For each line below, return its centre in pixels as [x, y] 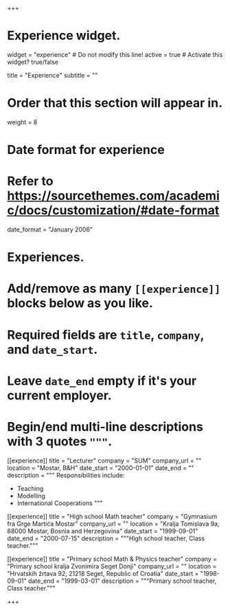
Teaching [30, 488]
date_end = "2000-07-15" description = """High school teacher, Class [106, 538]
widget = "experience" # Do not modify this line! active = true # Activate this [115, 54]
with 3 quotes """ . [60, 441]
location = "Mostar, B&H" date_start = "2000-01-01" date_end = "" [101, 467]
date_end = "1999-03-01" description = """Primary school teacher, [122, 581]
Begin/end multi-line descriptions [105, 426]
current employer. [59, 395]
